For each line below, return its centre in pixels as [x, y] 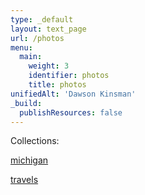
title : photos [57, 85]
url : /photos [37, 38]
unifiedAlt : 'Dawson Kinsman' [73, 94]
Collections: [35, 141]
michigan [29, 160]
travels [24, 180]
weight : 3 [49, 66]
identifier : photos [69, 76]
